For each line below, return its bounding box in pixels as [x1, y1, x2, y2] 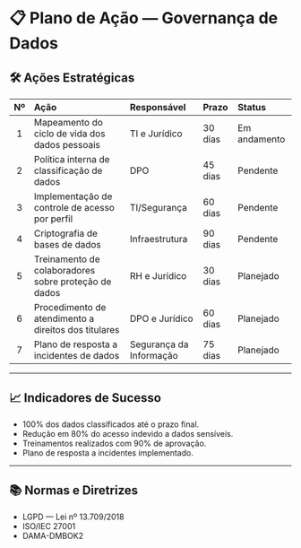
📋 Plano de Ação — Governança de [9, 8, 279, 29]
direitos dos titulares [34, 324, 120, 335]
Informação [129, 350, 179, 361]
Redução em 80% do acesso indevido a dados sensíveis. [21, 428, 234, 439]
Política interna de [34, 153, 110, 165]
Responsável [129, 101, 186, 113]
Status [236, 101, 267, 113]
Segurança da [129, 338, 189, 351]
